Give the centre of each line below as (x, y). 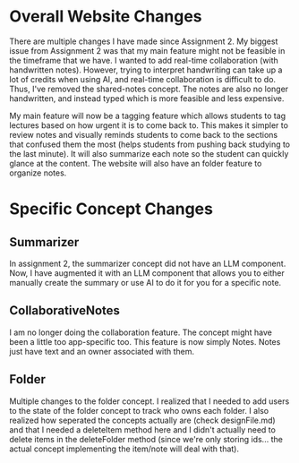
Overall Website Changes (106, 17)
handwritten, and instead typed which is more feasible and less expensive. (147, 98)
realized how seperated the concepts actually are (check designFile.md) (142, 420)
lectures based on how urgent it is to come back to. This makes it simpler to (149, 125)
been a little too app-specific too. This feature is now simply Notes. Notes (145, 341)
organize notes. (38, 173)
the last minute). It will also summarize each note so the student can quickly (149, 153)
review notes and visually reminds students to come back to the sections (144, 134)
